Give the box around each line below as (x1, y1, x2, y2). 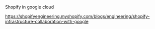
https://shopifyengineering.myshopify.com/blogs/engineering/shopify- (5, 14, 150, 19)
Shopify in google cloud (5, 4, 54, 10)
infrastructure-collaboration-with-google (5, 19, 88, 24)
